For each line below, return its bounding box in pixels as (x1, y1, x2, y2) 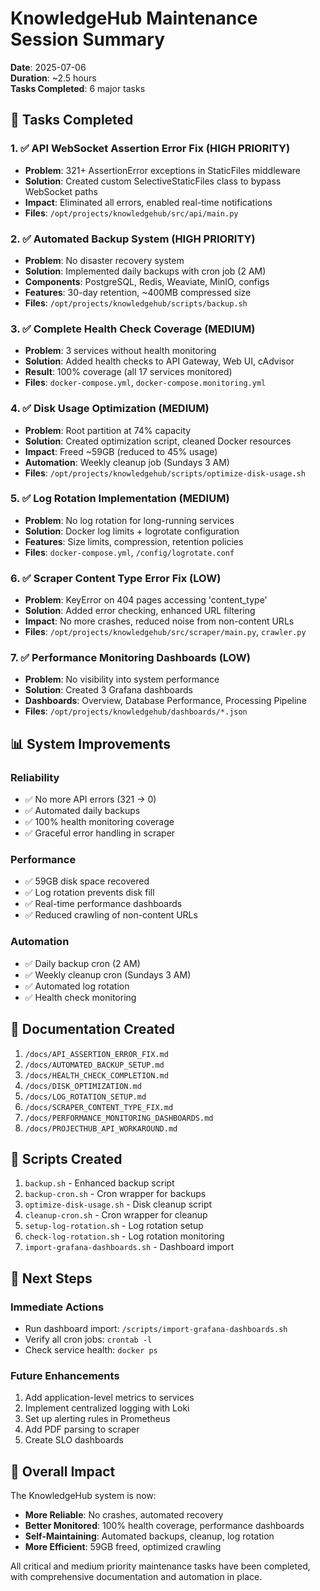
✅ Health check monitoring (24, 991, 137, 1003)
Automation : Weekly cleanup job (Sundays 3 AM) (24, 456, 230, 468)
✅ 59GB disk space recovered (24, 875, 150, 887)
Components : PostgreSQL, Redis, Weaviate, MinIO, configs (24, 275, 270, 287)
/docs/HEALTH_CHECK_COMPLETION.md (24, 1070, 169, 1081)
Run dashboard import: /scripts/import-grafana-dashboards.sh (24, 1323, 288, 1334)
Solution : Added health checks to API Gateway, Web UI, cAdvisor (24, 355, 295, 367)
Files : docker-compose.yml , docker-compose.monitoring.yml (24, 377, 267, 389)
